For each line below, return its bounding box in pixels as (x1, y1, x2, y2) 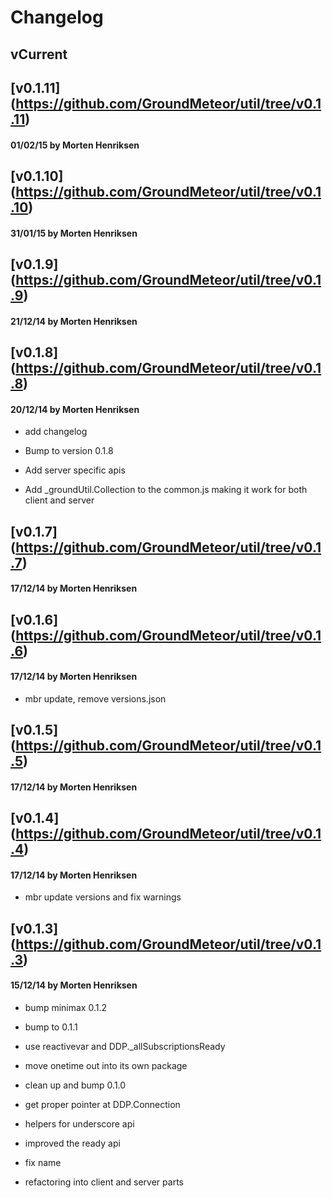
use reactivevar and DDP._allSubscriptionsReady (24, 1040, 226, 1052)
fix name (24, 1156, 62, 1168)
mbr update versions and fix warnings (24, 891, 182, 903)
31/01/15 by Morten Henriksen (10, 227, 138, 239)
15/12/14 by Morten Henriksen (10, 979, 138, 991)
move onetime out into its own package (24, 1059, 188, 1071)
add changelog (24, 426, 88, 438)
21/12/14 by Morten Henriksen (10, 315, 138, 327)
